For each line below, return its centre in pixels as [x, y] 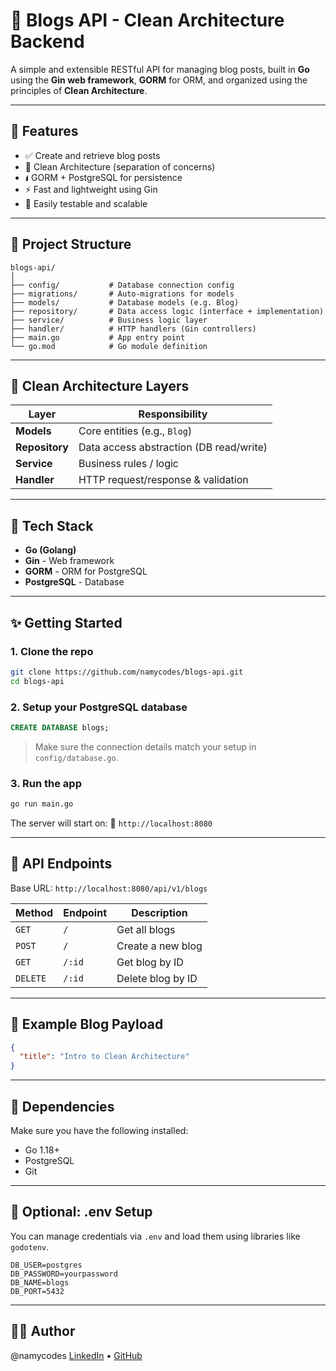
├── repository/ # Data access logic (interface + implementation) [167, 311]
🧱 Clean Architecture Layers [100, 385]
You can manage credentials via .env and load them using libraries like [155, 1236]
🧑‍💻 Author [43, 1331]
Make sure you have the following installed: [99, 1131]
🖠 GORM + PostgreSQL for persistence [103, 177]
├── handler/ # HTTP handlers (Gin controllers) [133, 329]
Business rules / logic [128, 464]
